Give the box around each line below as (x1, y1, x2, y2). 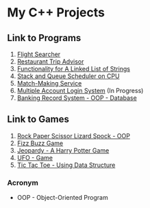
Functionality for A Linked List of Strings (16, 65, 131, 73)
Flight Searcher (16, 50, 61, 58)
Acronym (7, 178, 39, 187)
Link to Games (7, 114, 70, 125)
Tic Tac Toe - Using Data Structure (16, 161, 116, 169)
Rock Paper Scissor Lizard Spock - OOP (16, 131, 130, 140)
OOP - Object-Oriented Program (16, 194, 108, 202)
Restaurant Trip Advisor (16, 57, 84, 66)
